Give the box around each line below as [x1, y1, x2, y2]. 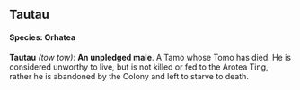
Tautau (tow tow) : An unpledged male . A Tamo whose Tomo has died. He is [9, 52, 292, 62]
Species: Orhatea [9, 31, 76, 43]
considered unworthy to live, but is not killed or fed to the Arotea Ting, [9, 61, 269, 72]
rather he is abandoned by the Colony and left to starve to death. [9, 70, 250, 81]
